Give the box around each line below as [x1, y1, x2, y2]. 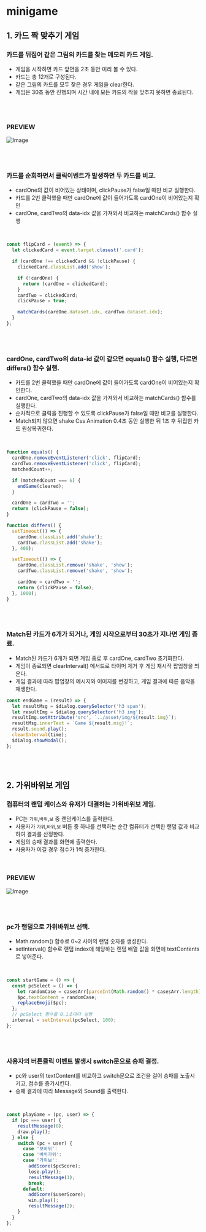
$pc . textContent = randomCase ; [17, 994, 97, 1000]
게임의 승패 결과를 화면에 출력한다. [15, 838, 97, 846]
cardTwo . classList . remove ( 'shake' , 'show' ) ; [17, 568, 133, 574]
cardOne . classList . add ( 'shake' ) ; [17, 533, 103, 540]
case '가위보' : [22, 1157, 58, 1164]
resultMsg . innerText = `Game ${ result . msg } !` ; [12, 720, 133, 726]
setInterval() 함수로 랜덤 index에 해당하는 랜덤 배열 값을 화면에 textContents [15, 945, 200, 952]
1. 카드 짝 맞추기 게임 [6, 30, 80, 41]
